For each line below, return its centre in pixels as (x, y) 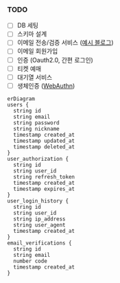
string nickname (36, 128)
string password (36, 123)
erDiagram (21, 99)
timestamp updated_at (44, 141)
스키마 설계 (32, 34)
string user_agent (40, 225)
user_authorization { (38, 159)
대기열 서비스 (35, 77)
